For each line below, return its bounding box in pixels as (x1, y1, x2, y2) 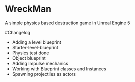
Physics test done (12, 50, 49, 56)
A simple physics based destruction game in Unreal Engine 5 (5, 20, 130, 26)
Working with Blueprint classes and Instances (12, 66, 106, 72)
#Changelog (5, 29, 31, 35)
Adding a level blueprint (12, 39, 61, 45)
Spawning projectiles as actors (12, 71, 76, 77)
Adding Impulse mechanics (12, 60, 69, 66)
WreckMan (5, 3, 51, 15)
